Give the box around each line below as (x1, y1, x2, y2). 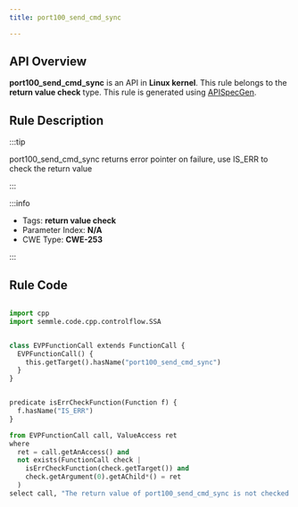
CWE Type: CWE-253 (21, 234, 103, 245)
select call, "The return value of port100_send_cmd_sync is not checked (9, 488, 290, 498)
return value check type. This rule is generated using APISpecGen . (9, 87, 257, 98)
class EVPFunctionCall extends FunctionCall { (9, 341, 186, 350)
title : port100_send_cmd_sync (9, 12, 122, 22)
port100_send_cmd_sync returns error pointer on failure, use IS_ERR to (9, 154, 269, 165)
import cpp (9, 309, 50, 318)
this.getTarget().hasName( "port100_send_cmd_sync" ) (25, 358, 221, 367)
